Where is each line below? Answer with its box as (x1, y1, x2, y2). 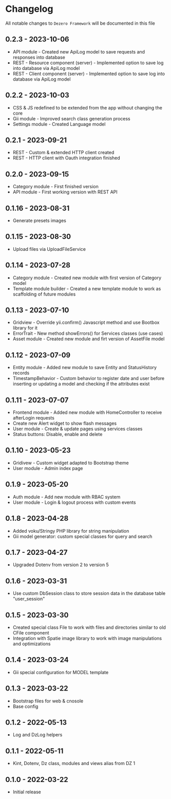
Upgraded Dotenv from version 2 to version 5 (12, 561, 109, 568)
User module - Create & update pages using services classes (12, 426, 143, 432)
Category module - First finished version (12, 184, 99, 190)
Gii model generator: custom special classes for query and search (12, 533, 153, 539)
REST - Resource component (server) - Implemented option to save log (12, 60, 164, 66)
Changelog (5, 3, 53, 15)
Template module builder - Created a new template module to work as (12, 285, 161, 292)
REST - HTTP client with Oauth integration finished (12, 155, 121, 161)
